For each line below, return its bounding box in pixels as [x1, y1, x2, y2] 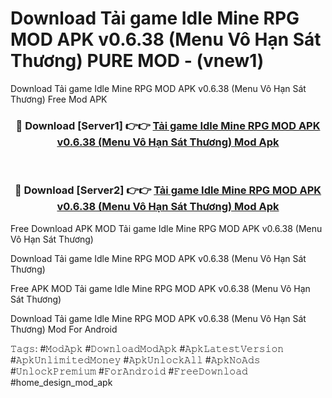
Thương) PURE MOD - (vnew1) [10, 50, 265, 72]
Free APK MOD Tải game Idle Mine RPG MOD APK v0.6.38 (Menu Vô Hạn [10, 282, 311, 294]
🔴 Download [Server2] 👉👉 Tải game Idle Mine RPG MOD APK [14, 183, 322, 197]
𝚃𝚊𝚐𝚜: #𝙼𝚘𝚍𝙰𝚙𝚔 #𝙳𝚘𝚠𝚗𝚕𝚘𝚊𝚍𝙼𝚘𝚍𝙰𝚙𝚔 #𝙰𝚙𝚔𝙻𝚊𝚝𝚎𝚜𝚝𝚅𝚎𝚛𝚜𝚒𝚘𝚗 [10, 342, 285, 354]
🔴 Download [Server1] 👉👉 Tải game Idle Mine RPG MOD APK [15, 118, 321, 132]
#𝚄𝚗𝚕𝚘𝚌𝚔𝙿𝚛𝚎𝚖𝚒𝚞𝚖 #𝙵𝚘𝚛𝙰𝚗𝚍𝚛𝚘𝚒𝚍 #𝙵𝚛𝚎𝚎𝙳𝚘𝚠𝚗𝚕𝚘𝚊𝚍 [10, 365, 248, 377]
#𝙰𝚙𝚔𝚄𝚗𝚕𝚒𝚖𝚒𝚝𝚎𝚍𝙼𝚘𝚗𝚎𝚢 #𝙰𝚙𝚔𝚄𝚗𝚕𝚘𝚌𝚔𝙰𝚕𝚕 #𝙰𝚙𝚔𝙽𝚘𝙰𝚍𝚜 [10, 353, 261, 366]
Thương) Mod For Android [10, 323, 118, 335]
